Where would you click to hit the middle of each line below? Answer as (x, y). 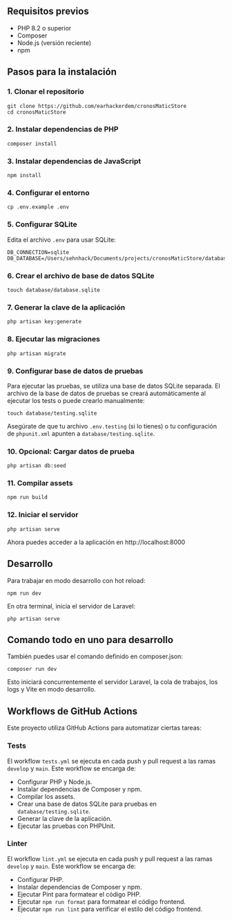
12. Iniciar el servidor (43, 515)
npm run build (28, 498)
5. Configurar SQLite (42, 224)
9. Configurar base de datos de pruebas (75, 371)
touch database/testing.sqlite (52, 413)
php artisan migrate (37, 353)
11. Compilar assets (40, 483)
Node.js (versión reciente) (54, 43)
